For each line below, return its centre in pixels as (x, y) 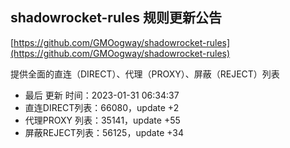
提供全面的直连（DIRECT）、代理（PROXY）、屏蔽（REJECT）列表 (145, 74)
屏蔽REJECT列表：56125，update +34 (104, 132)
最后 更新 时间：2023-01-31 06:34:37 (102, 95)
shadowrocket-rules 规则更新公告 (116, 18)
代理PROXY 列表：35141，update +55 (102, 120)
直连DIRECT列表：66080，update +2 (102, 107)
